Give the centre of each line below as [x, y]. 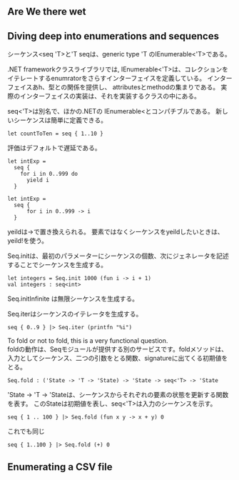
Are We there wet [47, 12]
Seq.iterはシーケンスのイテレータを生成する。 [75, 314]
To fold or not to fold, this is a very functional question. [88, 341]
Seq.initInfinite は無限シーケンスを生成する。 [73, 299]
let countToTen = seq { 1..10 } [55, 134]
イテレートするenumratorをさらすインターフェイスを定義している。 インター [120, 79]
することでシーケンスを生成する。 [57, 265]
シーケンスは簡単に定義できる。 [60, 120]
